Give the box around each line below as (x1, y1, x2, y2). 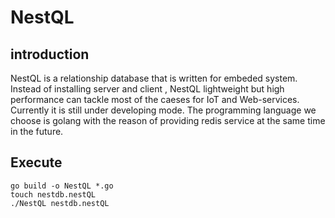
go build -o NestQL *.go (10, 181, 114, 191)
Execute (10, 154, 63, 171)
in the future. (10, 126, 64, 137)
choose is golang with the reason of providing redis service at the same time (10, 115, 326, 126)
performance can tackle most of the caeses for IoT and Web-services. (10, 94, 300, 105)
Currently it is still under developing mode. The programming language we (10, 104, 317, 116)
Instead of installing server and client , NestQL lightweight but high (10, 83, 285, 95)
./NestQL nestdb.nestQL (10, 198, 110, 208)
